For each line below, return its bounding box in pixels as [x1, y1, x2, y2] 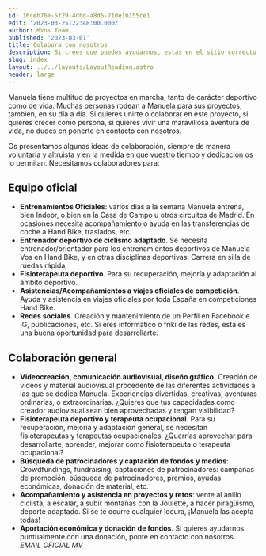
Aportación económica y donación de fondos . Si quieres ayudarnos [19, 524, 245, 533]
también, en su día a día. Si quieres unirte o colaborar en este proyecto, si [8, 109, 249, 119]
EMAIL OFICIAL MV [19, 540, 83, 550]
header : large [8, 70, 55, 78]
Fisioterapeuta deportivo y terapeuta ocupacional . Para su [19, 414, 215, 424]
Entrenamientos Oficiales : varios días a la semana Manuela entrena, [19, 202, 245, 211]
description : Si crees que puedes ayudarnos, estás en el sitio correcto [8, 48, 257, 56]
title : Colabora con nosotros [8, 41, 108, 49]
